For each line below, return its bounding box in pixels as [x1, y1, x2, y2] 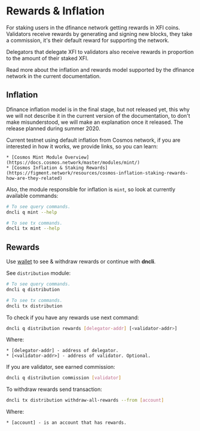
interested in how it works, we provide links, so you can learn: [6, 142, 158, 150]
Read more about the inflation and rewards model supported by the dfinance [6, 66, 195, 73]
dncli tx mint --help [6, 225, 60, 231]
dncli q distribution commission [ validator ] [6, 375, 121, 381]
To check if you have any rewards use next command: [6, 314, 139, 321]
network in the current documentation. [6, 72, 101, 80]
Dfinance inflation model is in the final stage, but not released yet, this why [6, 106, 190, 113]
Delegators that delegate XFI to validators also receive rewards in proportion [6, 48, 194, 55]
